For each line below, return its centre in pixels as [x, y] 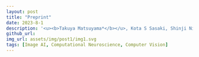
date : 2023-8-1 [25, 23]
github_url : [21, 34]
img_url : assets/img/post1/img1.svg [51, 39]
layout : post [22, 12]
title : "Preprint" [29, 17]
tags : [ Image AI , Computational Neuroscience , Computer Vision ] [87, 45]
